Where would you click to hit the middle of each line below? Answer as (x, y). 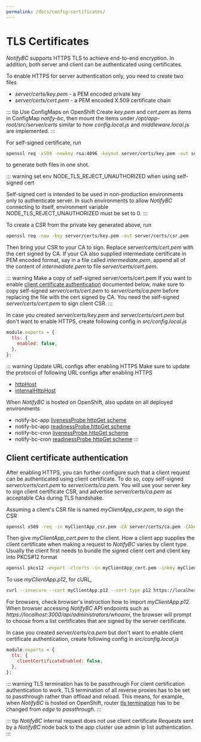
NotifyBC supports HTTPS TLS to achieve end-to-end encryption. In (90, 58)
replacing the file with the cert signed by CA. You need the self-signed (93, 297)
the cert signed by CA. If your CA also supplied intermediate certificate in (96, 254)
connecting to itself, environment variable (57, 207)
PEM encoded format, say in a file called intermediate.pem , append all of (96, 260)
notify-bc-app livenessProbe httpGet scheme (71, 420)
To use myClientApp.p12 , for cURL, (49, 580)
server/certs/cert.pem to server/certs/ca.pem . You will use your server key (98, 485)
